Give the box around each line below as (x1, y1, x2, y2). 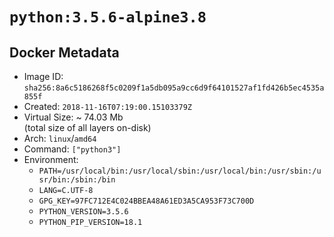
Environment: (23, 154, 79, 165)
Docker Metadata (9, 44, 120, 61)
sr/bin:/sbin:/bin (38, 175, 116, 185)
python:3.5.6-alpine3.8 (9, 8, 207, 27)
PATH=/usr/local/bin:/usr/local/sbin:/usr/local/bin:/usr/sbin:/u (38, 166, 322, 176)
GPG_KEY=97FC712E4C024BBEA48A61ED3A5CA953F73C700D (38, 196, 255, 206)
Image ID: (23, 71, 64, 82)
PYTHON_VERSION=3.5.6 (38, 207, 129, 217)
